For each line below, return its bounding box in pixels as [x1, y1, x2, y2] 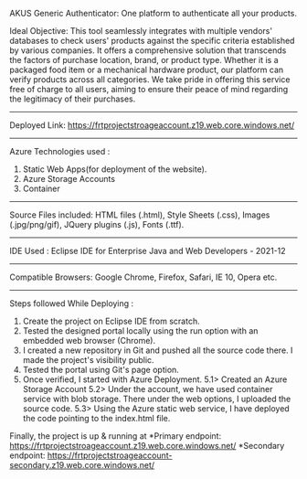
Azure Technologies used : [9, 146, 111, 156]
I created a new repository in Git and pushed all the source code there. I [22, 345, 293, 356]
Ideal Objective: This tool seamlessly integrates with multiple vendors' [9, 26, 272, 36]
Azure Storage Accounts [22, 174, 116, 184]
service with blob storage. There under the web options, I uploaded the [22, 393, 291, 404]
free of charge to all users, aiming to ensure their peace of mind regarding [9, 84, 289, 94]
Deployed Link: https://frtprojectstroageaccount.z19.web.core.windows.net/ [9, 120, 295, 131]
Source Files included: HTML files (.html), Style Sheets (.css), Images [9, 209, 270, 220]
